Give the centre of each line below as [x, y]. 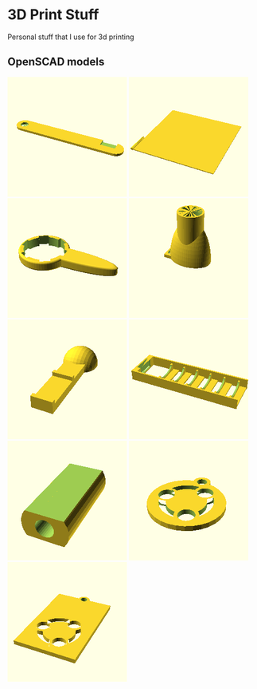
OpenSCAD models [56, 62]
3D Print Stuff [53, 15]
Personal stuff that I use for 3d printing [71, 37]
